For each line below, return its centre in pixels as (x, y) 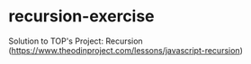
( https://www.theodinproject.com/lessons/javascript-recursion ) (126, 50)
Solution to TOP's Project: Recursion (76, 41)
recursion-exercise (81, 16)
